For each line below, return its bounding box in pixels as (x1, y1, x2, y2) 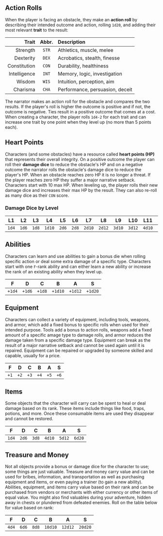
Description (58, 38, 86, 45)
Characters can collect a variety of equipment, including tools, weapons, (5, 316, 150, 322)
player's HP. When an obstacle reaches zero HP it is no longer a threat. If (5, 172, 151, 177)
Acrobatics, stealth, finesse (58, 54, 120, 61)
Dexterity (14, 54, 35, 61)
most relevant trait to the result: (5, 27, 68, 33)
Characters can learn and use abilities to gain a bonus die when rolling (5, 253, 146, 259)
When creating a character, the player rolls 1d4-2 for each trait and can (5, 114, 147, 120)
